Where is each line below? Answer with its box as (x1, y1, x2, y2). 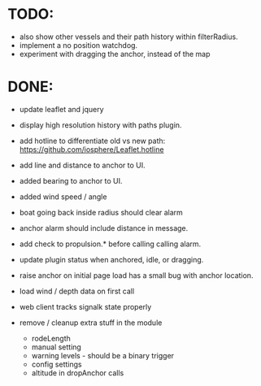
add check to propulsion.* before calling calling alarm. (19, 239, 202, 249)
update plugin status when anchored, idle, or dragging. (19, 254, 204, 264)
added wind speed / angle (19, 192, 107, 202)
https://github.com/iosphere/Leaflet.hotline (19, 144, 164, 154)
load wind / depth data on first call (19, 286, 135, 296)
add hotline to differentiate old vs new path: (19, 136, 166, 145)
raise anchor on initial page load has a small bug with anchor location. (19, 270, 254, 280)
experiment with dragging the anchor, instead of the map (19, 49, 211, 59)
